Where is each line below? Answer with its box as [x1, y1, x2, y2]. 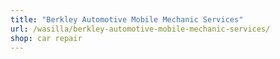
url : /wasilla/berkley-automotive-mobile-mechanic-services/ [10, 24, 271, 34]
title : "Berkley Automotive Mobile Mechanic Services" [10, 14, 244, 25]
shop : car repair [10, 33, 83, 43]
